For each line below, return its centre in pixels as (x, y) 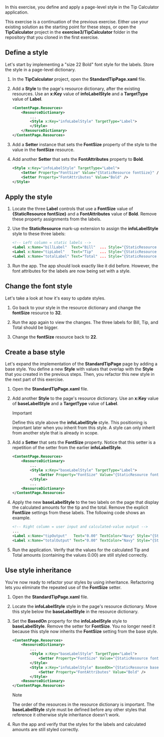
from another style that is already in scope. (55, 433)
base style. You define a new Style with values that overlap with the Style (79, 369)
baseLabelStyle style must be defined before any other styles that (79, 710)
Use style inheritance (38, 571)
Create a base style (35, 352)
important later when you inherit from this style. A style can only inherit (83, 428)
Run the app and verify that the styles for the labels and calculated (79, 724)
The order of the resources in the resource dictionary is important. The (83, 704)
